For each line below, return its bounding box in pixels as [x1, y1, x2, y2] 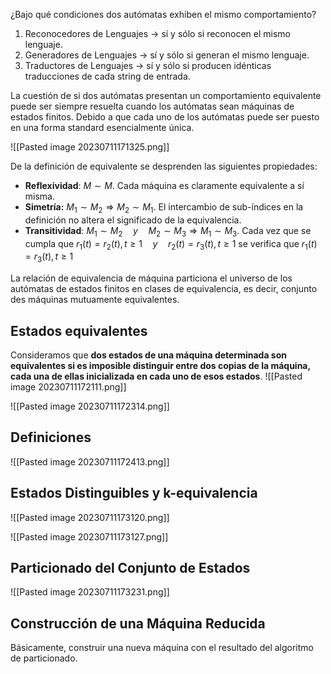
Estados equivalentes [10, 322, 148, 339]
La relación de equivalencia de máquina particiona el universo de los [10, 272, 293, 284]
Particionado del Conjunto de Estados [10, 560, 251, 577]
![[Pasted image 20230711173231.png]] [10, 586, 170, 598]
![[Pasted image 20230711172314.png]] [10, 400, 170, 412]
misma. [24, 190, 55, 202]
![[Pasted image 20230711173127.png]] [10, 530, 169, 543]
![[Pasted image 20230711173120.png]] [10, 511, 170, 523]
